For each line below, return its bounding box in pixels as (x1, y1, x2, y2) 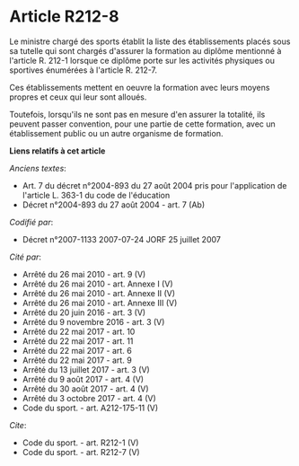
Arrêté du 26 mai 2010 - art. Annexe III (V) (22, 297, 178, 308)
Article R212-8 (9, 6, 119, 27)
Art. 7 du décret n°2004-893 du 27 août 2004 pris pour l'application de (22, 180, 287, 190)
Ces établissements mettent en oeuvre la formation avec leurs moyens (9, 82, 270, 92)
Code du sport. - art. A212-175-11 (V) (22, 402, 159, 413)
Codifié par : (9, 216, 54, 227)
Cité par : (9, 251, 42, 262)
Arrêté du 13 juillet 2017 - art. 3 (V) (22, 364, 150, 374)
